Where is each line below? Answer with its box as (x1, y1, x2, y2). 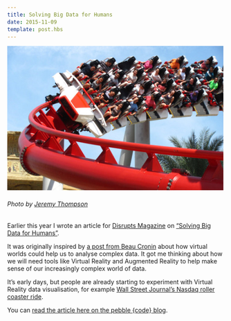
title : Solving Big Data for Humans (7, 11, 113, 18)
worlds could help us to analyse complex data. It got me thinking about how (7, 250, 223, 258)
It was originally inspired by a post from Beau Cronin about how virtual (7, 242, 207, 250)
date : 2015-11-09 (7, 18, 57, 26)
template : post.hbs (7, 26, 64, 33)
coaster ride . (7, 292, 44, 301)
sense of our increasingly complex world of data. (7, 264, 147, 272)
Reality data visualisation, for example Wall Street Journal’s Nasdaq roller (7, 285, 215, 293)
